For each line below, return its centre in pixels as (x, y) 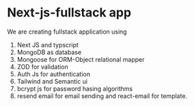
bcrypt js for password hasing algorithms (75, 88)
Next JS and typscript (47, 45)
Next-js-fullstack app (69, 13)
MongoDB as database (49, 52)
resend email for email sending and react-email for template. (102, 96)
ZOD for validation (42, 67)
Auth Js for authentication (54, 74)
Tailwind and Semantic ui (52, 81)
